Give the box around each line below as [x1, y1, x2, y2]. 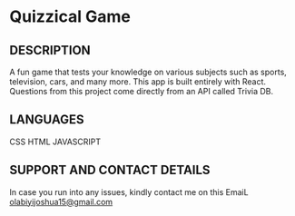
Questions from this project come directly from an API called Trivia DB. [9, 86, 274, 96]
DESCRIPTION [9, 43, 91, 58]
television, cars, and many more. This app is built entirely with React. [9, 76, 266, 87]
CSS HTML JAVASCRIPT [9, 136, 102, 147]
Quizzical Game [9, 6, 132, 27]
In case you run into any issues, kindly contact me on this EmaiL [9, 186, 249, 197]
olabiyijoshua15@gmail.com [9, 196, 113, 207]
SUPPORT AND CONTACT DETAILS [9, 162, 211, 178]
